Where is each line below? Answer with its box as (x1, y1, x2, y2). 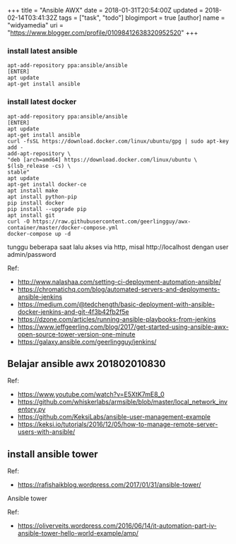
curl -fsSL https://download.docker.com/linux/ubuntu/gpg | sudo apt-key (7, 138, 230, 145)
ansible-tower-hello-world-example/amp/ (17, 529, 139, 538)
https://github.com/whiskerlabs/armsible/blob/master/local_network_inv (17, 398, 228, 406)
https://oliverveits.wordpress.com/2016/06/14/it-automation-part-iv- (17, 521, 217, 530)
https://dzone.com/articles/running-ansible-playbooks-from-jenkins (17, 315, 216, 323)
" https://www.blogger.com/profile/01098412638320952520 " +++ (7, 28, 199, 37)
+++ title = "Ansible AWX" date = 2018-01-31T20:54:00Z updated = (7, 6, 203, 14)
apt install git (7, 212, 55, 219)
